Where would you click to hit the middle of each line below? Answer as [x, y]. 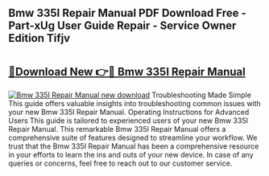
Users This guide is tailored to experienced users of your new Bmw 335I [128, 121]
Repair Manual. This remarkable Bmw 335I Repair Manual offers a [117, 129]
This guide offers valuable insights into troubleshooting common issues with [135, 103]
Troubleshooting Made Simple [202, 95]
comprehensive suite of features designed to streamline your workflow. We [133, 137]
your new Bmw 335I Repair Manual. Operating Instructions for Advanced [129, 112]
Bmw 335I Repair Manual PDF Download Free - [128, 13]
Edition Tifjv [39, 38]
